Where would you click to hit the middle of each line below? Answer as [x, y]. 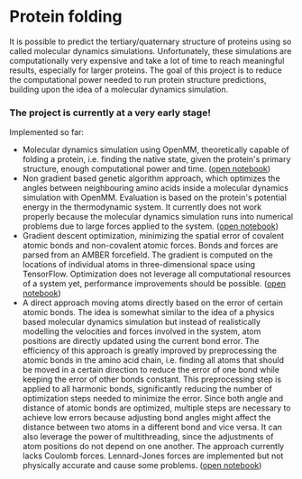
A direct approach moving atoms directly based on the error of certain [153, 303]
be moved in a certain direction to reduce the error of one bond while [151, 370]
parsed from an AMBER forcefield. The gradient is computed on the [147, 255]
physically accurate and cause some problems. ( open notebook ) [142, 465]
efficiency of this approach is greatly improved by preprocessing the [150, 351]
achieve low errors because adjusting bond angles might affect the [146, 418]
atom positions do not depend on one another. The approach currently [153, 447]
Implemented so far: [46, 132]
